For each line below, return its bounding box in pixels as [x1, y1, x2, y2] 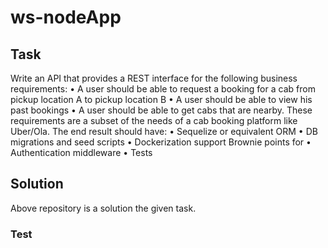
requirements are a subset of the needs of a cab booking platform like [10, 115, 298, 126]
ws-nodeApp [10, 6, 122, 29]
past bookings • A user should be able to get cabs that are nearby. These [10, 104, 313, 116]
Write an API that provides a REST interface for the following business [10, 72, 298, 84]
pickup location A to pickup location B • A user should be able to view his [10, 94, 313, 105]
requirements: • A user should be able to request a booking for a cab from [10, 83, 316, 95]
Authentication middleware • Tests [10, 147, 153, 158]
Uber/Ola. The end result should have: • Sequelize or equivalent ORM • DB [10, 126, 318, 137]
